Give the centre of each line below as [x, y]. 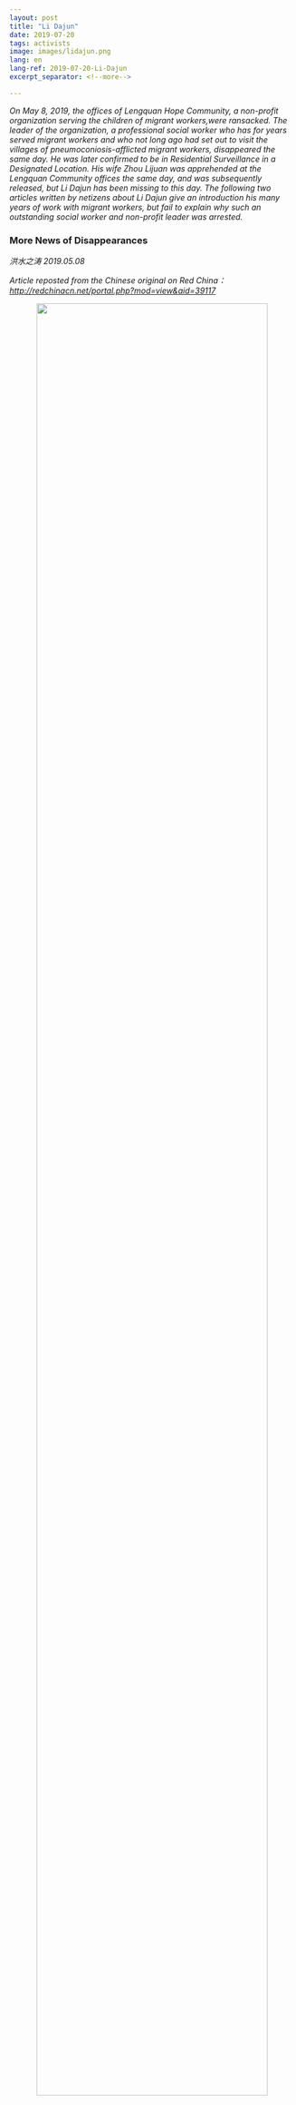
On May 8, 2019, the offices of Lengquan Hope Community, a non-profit [144, 111]
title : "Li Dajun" [44, 26]
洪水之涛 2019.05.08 [47, 261]
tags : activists [40, 43]
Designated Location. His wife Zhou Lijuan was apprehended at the [136, 168]
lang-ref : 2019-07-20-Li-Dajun [68, 69]
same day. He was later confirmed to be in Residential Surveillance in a [143, 159]
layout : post [34, 18]
